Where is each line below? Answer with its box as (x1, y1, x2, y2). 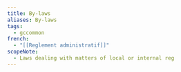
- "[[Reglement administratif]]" (13, 42, 110, 49)
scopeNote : (7, 49, 39, 56)
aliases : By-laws (7, 16, 57, 23)
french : (7, 36, 30, 43)
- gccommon (13, 29, 45, 36)
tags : (7, 23, 23, 29)
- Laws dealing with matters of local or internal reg (13, 55, 175, 62)
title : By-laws (7, 10, 51, 17)
